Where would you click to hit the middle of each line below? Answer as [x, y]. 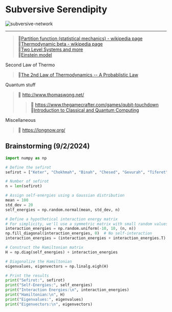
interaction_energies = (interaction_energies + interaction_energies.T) [86, 238]
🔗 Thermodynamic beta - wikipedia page [60, 44]
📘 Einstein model [35, 54]
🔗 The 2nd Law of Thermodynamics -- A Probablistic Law [78, 75]
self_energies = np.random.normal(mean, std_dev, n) [63, 210]
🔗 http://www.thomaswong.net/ [51, 95]
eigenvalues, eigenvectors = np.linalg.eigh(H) [57, 266]
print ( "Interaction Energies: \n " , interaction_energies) [67, 290]
